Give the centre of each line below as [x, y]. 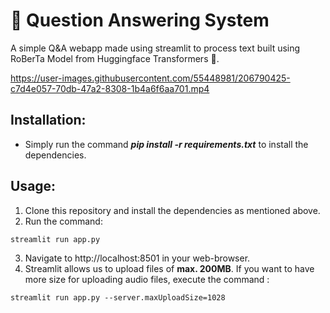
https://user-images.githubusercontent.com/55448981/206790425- [150, 78]
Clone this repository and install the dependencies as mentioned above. [172, 210]
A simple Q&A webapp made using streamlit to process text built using [155, 48]
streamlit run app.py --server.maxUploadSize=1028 [118, 297]
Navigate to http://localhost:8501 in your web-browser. [137, 258]
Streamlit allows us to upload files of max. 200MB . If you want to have [169, 268]
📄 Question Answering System [140, 20]
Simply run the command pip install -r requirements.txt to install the [166, 144]
